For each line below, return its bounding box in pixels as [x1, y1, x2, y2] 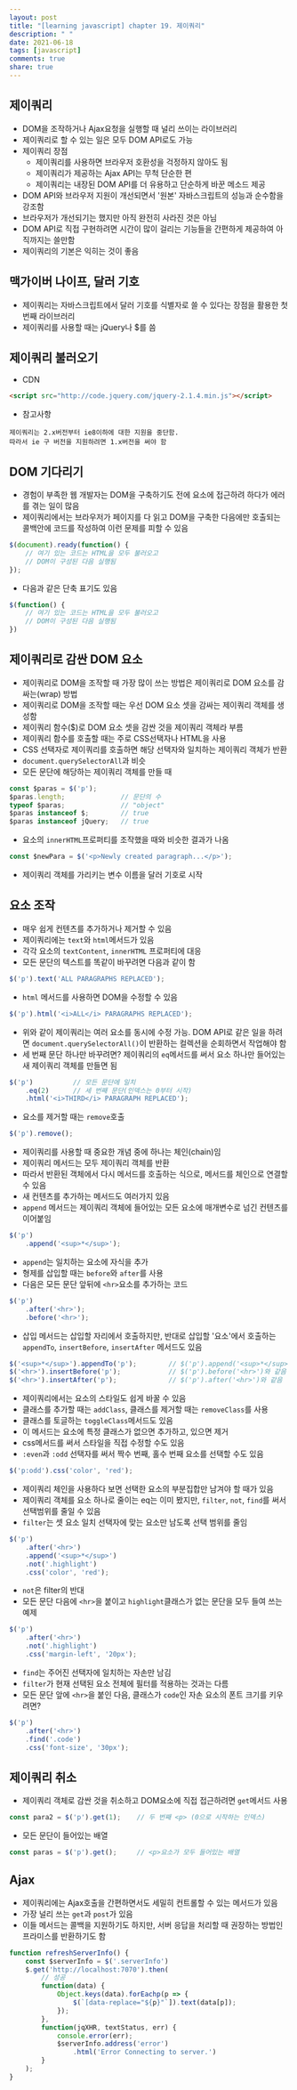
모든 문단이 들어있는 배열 [21, 1830, 108, 1841]
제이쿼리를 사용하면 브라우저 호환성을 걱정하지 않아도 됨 [35, 157, 229, 167]
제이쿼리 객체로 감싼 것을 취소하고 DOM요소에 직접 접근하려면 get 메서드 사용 [21, 1795, 288, 1806]
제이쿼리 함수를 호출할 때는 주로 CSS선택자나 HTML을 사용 [21, 733, 227, 743]
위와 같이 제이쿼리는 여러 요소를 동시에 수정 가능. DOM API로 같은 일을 [21, 1026, 267, 1037]
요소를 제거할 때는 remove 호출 [21, 1112, 125, 1122]
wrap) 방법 [39, 688, 78, 699]
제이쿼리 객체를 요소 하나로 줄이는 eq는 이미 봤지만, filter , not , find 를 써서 [21, 1495, 287, 1505]
